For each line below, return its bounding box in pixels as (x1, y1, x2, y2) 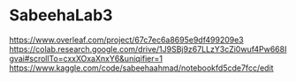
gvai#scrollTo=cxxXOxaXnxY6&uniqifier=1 (9, 53, 163, 63)
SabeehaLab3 (9, 5, 113, 26)
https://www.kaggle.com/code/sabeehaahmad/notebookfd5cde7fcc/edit (9, 63, 274, 73)
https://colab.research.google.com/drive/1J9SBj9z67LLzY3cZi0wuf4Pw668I (9, 43, 287, 54)
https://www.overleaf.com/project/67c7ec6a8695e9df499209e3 (9, 34, 245, 45)
